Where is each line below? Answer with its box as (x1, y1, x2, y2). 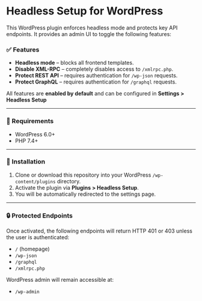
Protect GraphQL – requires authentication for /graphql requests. (14, 78, 177, 85)
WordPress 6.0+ (14, 130, 55, 138)
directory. (57, 177, 81, 184)
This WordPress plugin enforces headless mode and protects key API (6, 24, 178, 31)
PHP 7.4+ (14, 137, 38, 144)
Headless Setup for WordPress (6, 4, 164, 18)
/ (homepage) (14, 245, 50, 253)
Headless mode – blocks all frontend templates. (14, 59, 134, 67)
